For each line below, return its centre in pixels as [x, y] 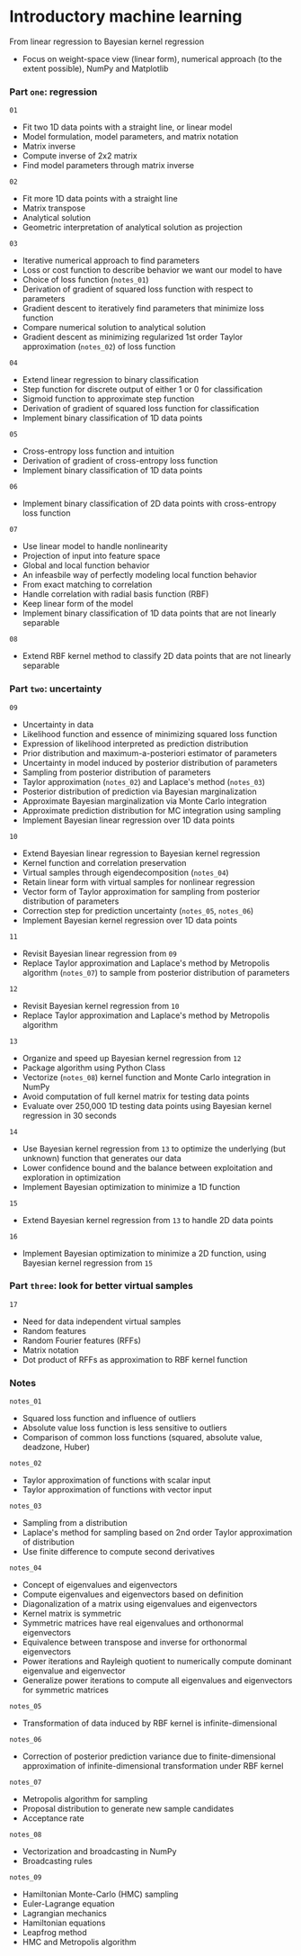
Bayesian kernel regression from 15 [87, 1263]
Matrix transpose [54, 208]
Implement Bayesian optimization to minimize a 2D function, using [144, 1253]
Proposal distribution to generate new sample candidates [128, 1809]
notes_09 [26, 1878]
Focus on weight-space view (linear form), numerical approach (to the [152, 59]
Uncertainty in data [58, 724]
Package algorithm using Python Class [94, 1068]
